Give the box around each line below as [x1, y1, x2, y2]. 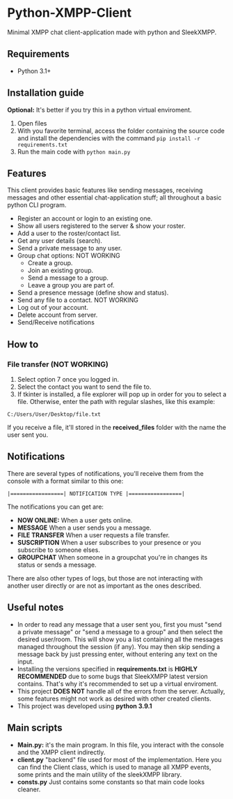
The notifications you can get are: [7, 502, 104, 511]
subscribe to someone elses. [17, 546, 101, 554]
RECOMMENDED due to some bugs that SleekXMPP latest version [17, 672, 209, 680]
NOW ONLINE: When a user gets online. [17, 516, 133, 524]
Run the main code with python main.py [17, 147, 131, 156]
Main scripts [7, 722, 63, 734]
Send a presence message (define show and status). [17, 288, 169, 297]
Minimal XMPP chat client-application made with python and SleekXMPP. [7, 28, 217, 36]
